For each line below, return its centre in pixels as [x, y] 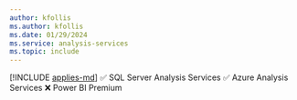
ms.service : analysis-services [69, 43]
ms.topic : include [44, 52]
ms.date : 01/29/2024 [49, 35]
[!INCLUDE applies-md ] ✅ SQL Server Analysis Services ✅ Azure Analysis [149, 77]
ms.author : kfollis [47, 26]
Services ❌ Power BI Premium [66, 88]
